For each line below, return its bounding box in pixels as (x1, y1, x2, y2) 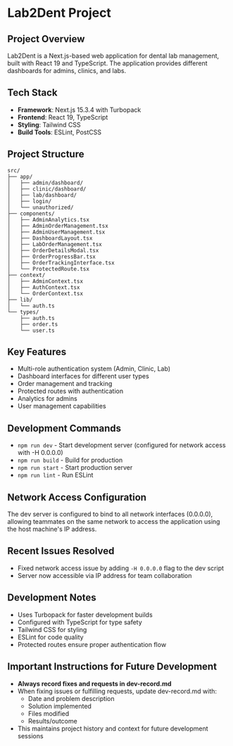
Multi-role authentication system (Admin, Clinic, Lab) (17, 364, 171, 373)
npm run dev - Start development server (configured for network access (17, 441, 227, 449)
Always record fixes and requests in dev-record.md (17, 679, 172, 688)
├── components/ (7, 210, 55, 217)
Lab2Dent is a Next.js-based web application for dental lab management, (7, 51, 220, 60)
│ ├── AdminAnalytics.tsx (7, 216, 90, 223)
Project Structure (7, 148, 84, 160)
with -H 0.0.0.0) (17, 449, 63, 457)
